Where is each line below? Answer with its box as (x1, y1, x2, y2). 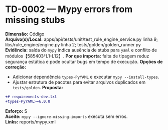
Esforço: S (5, 108, 28, 114)
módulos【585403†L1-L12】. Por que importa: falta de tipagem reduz (5, 53, 149, 59)
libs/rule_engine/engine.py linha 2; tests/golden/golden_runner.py (5, 41, 141, 47)
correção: (5, 64, 27, 70)
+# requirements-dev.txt (5, 94, 57, 99)
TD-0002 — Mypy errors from (5, 4, 133, 15)
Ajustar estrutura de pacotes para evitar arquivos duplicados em (12, 79, 146, 85)
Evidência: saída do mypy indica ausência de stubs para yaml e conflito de (5, 47, 157, 53)
